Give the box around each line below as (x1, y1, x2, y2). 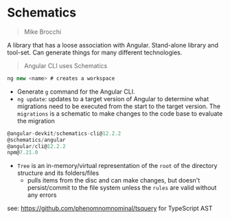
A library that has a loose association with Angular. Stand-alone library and (7, 41, 218, 49)
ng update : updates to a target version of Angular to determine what (16, 94, 209, 103)
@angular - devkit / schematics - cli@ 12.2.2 (7, 129, 122, 137)
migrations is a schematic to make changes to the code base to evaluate (16, 109, 223, 118)
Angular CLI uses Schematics (23, 61, 108, 70)
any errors (27, 191, 57, 199)
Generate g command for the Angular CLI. (16, 87, 135, 96)
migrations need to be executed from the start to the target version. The (16, 102, 221, 110)
